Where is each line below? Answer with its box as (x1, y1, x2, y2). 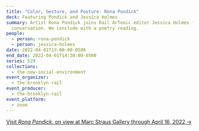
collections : (6, 63, 38, 70)
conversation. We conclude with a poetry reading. (11, 25, 139, 31)
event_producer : (6, 86, 46, 91)
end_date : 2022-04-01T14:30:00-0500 (6, 53, 97, 58)
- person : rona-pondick (11, 36, 70, 42)
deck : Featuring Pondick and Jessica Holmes (6, 14, 118, 20)
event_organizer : (6, 74, 49, 80)
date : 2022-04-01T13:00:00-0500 (6, 47, 86, 53)
